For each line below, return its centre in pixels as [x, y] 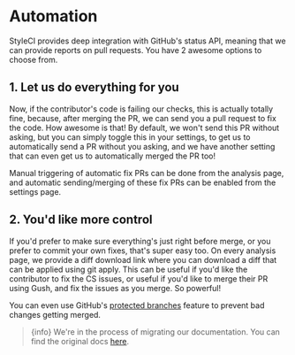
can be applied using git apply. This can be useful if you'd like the [129, 269]
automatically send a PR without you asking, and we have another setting [142, 146]
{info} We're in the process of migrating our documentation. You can [155, 332]
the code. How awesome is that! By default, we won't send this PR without [144, 127]
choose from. [34, 59]
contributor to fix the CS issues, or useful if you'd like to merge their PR [139, 278]
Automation [53, 16]
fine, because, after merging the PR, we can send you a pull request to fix [143, 118]
